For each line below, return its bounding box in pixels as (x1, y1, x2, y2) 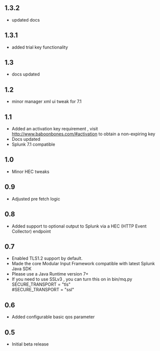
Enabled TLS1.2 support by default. (11, 255, 83, 261)
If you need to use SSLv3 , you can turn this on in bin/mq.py (11, 276, 133, 282)
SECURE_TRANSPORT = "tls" (11, 281, 71, 287)
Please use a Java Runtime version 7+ (11, 271, 89, 277)
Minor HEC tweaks (11, 169, 49, 175)
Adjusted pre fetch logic (11, 196, 61, 201)
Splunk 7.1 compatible (11, 142, 55, 148)
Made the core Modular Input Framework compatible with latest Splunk (11, 261, 155, 267)
